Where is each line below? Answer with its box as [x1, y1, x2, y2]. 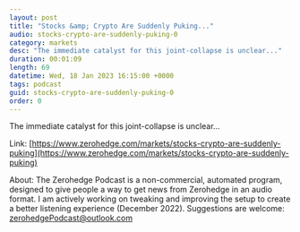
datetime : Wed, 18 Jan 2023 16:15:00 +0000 [9, 72, 175, 81]
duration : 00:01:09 [9, 55, 82, 64]
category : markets [9, 38, 78, 47]
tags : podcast [9, 80, 63, 89]
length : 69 [9, 64, 50, 73]
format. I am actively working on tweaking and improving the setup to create [9, 193, 291, 204]
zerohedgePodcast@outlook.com [9, 212, 133, 224]
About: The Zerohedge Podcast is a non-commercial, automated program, [9, 175, 283, 185]
